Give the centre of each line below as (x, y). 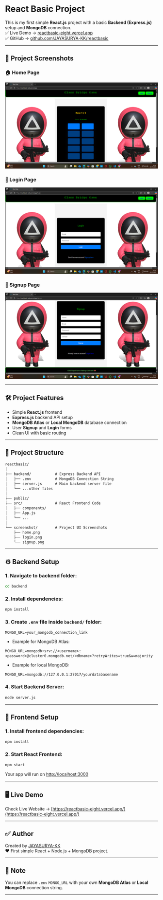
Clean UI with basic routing (39, 433)
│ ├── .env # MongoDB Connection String (59, 479)
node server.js (20, 698)
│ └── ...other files (29, 489)
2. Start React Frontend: (34, 754)
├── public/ (17, 498)
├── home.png (27, 533)
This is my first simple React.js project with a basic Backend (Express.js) (78, 22)
